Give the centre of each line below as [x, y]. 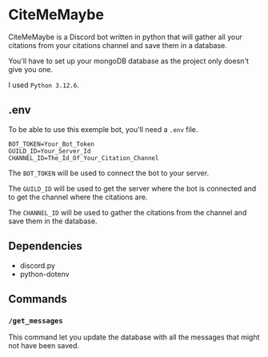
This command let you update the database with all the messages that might [134, 337]
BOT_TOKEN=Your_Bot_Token [51, 144]
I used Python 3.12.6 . [44, 85]
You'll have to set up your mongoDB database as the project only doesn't [129, 61]
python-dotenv [44, 274]
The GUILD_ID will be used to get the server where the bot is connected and [132, 188]
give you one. [31, 69]
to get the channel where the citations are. [78, 197]
